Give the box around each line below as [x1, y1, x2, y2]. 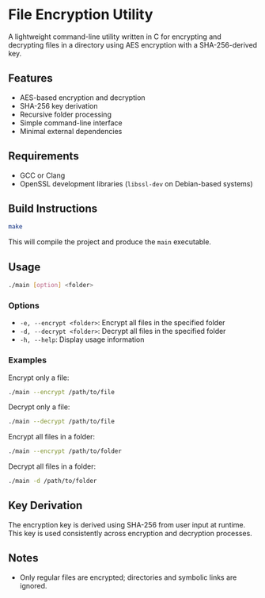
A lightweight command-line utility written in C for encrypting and [8, 32, 221, 41]
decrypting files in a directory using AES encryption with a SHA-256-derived [8, 40, 258, 49]
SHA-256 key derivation [19, 101, 98, 110]
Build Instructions [8, 201, 98, 215]
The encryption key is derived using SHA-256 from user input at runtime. [8, 519, 246, 529]
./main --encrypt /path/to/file [8, 388, 115, 396]
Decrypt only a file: [8, 402, 70, 412]
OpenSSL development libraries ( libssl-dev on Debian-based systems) [19, 178, 253, 188]
